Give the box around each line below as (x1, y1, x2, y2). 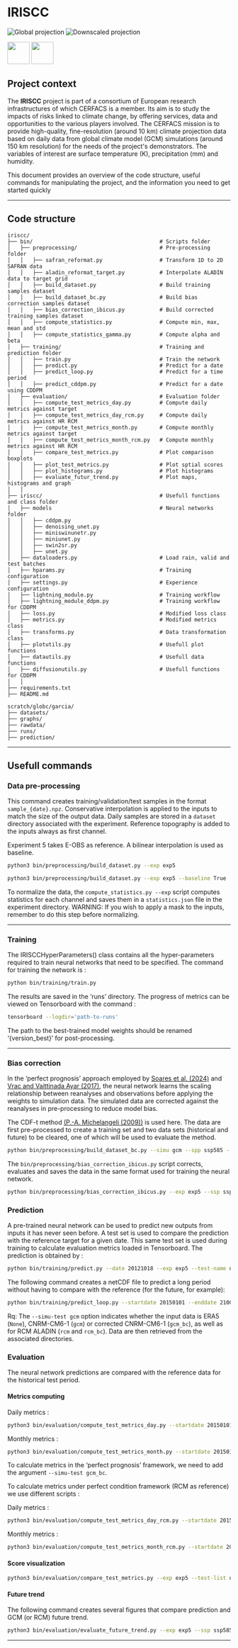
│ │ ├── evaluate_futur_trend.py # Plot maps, (7, 473, 198, 480)
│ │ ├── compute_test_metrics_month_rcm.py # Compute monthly (7, 436, 214, 444)
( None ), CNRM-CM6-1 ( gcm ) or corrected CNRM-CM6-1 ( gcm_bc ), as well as (7, 1319, 223, 1328)
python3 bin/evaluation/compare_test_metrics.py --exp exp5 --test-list (7, 1574, 227, 1582)
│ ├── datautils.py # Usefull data (7, 653, 204, 660)
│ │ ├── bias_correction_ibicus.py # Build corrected (7, 306, 214, 313)
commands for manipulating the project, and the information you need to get (7, 178, 231, 186)
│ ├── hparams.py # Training (7, 566, 192, 574)
